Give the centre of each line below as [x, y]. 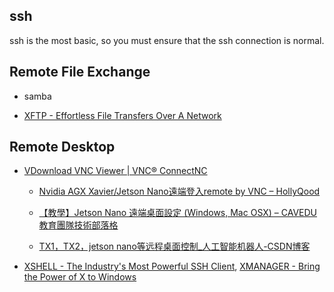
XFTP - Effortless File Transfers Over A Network [122, 115]
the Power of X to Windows [80, 277]
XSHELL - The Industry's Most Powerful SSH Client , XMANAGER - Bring [172, 266]
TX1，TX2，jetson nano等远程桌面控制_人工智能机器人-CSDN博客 [174, 246]
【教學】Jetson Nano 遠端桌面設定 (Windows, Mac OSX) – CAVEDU [178, 213]
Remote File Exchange [80, 72]
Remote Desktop [62, 147]
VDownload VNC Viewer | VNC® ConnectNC [115, 171]
